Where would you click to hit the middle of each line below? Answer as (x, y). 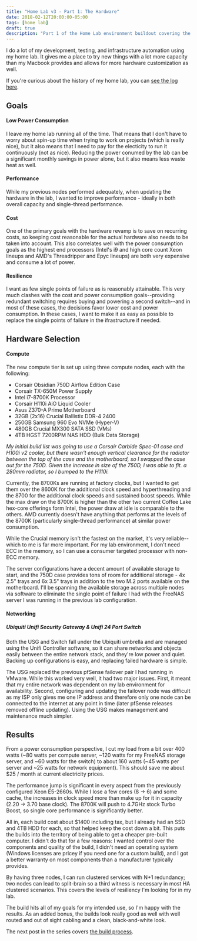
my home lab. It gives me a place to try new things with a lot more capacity (97, 57)
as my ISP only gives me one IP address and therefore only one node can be (98, 697)
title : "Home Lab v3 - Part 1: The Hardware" (63, 12)
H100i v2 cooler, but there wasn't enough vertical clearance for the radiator (98, 452)
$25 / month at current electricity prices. (55, 774)
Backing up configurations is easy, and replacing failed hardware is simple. (97, 661)
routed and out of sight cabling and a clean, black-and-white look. (86, 920)
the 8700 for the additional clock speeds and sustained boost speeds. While (98, 495)
